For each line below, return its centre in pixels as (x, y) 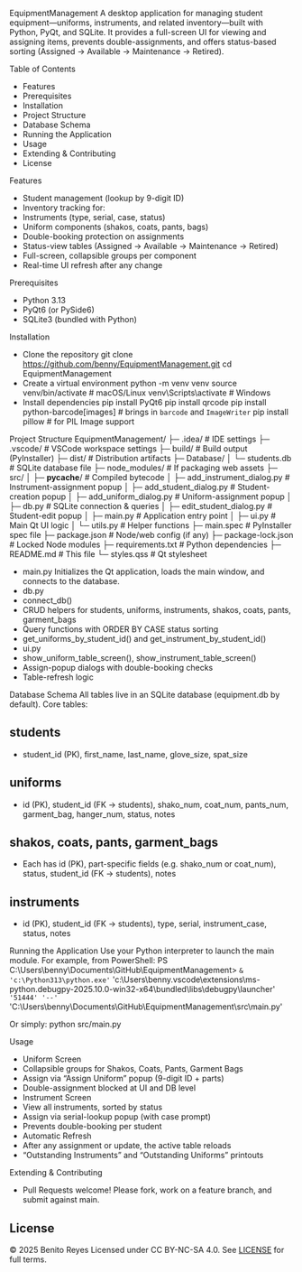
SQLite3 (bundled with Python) (80, 319)
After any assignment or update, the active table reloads (127, 1146)
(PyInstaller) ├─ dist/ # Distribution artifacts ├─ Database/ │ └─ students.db (151, 458)
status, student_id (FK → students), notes (99, 874)
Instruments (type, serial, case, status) (94, 217)
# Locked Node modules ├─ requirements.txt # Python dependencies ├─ (145, 544)
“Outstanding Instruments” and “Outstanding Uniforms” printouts (143, 1156)
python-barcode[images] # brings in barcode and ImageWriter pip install (155, 412)
